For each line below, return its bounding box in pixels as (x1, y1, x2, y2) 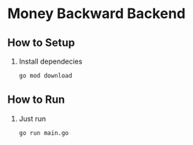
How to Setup (7, 36, 76, 49)
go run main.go (18, 129, 69, 137)
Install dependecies (18, 56, 83, 66)
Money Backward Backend (7, 5, 186, 23)
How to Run (7, 93, 65, 107)
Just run (18, 114, 46, 123)
